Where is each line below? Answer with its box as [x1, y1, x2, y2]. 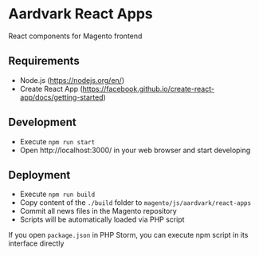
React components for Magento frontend [8, 31, 143, 41]
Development [8, 116, 77, 129]
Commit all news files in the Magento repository [19, 207, 177, 216]
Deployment [8, 168, 71, 182]
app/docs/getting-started [19, 93, 104, 102]
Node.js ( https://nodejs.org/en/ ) [19, 75, 125, 85]
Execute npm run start [19, 136, 96, 146]
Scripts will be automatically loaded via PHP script [19, 215, 185, 224]
